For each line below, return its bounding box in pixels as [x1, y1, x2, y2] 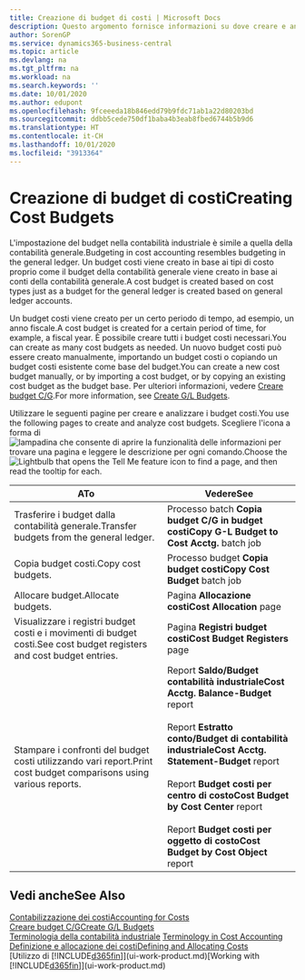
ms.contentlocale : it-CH [9, 132, 103, 141]
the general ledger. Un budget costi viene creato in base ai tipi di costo [9, 256, 274, 267]
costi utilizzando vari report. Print [14, 755, 153, 767]
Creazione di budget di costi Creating [9, 187, 293, 208]
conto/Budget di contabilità [166, 732, 289, 745]
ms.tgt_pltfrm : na [9, 65, 79, 74]
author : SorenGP [9, 30, 71, 39]
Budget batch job [166, 574, 242, 586]
